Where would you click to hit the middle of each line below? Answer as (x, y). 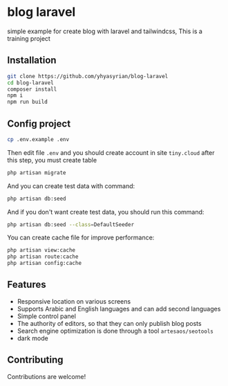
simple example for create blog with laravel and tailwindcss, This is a (105, 31)
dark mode (32, 338)
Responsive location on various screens (74, 301)
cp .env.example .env (38, 139)
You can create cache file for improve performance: (81, 238)
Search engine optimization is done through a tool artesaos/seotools (115, 331)
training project (29, 38)
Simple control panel (46, 316)
